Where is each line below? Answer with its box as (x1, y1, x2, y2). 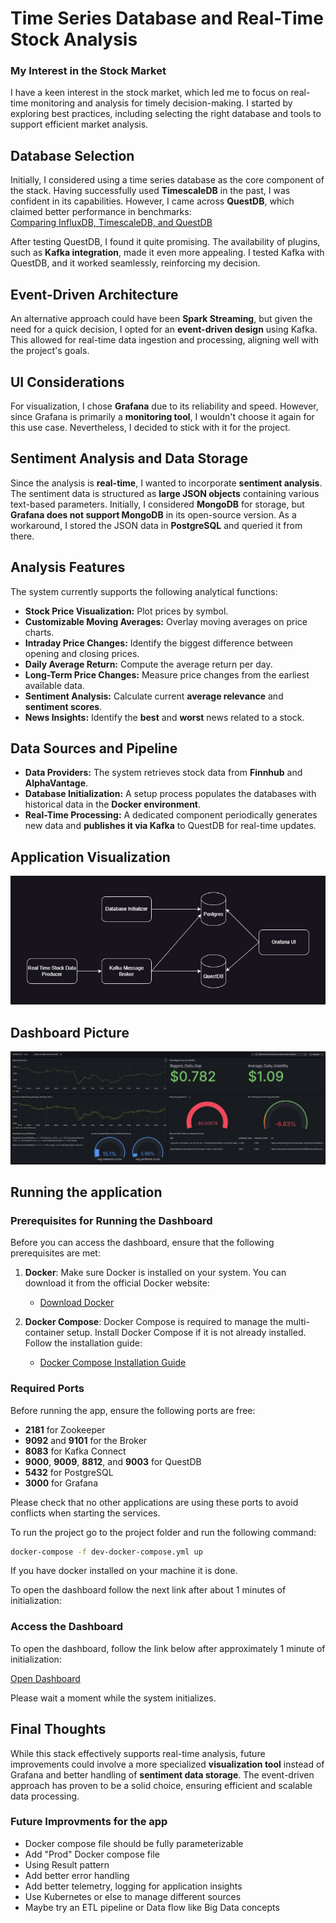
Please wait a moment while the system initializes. (10, 1692, 217, 1704)
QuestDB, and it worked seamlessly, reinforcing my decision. (10, 257, 261, 269)
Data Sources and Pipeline (10, 740, 178, 757)
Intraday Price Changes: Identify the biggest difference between (24, 637, 294, 649)
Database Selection (10, 147, 135, 164)
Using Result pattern (24, 1858, 110, 1871)
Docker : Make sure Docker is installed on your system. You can (24, 1267, 287, 1279)
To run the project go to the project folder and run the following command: (10, 1526, 317, 1538)
